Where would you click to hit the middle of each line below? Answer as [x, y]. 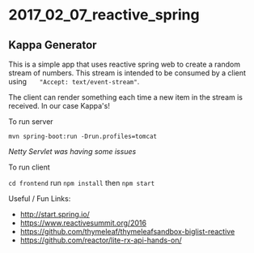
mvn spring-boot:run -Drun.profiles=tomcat [83, 136]
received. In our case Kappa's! [59, 106]
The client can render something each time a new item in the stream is [126, 97]
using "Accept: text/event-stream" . [74, 81]
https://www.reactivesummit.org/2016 [83, 223]
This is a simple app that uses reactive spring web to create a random [125, 64]
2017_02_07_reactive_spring [104, 15]
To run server [31, 122]
